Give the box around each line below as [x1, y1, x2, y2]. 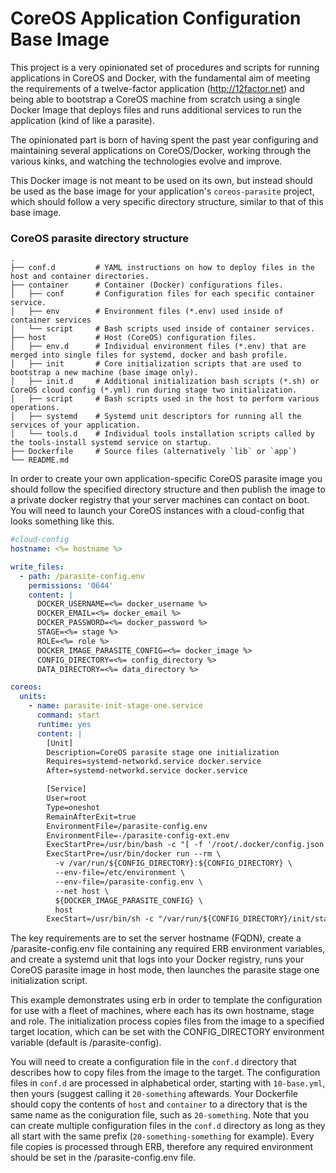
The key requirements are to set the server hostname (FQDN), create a [10, 932, 302, 944]
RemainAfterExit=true [46, 812, 137, 822]
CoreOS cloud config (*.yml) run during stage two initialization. [10, 385, 298, 396]
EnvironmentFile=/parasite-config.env [46, 821, 208, 831]
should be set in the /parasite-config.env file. [10, 1152, 197, 1164]
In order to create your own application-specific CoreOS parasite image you [10, 473, 323, 485]
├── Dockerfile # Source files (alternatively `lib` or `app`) [10, 447, 298, 457]
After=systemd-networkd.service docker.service [46, 766, 248, 776]
